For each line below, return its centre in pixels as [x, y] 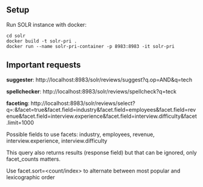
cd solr [16, 36]
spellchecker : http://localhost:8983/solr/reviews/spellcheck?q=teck [92, 91]
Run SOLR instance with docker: [46, 24]
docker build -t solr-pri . [42, 41]
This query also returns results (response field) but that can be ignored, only [101, 152]
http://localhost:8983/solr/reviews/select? [83, 103]
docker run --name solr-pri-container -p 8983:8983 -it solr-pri [90, 46]
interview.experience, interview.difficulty [57, 141]
